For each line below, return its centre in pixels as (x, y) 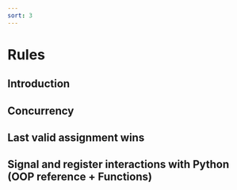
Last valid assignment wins (76, 137)
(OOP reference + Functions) (80, 177)
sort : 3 (20, 15)
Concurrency (41, 110)
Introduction (39, 84)
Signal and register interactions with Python (118, 164)
